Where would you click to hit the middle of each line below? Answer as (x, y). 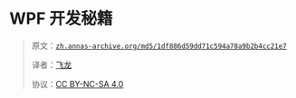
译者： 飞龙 (52, 64)
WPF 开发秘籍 (61, 19)
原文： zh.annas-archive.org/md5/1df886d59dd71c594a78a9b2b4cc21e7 (159, 45)
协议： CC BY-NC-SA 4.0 (77, 83)
